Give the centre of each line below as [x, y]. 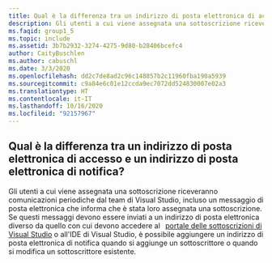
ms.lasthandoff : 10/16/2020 [56, 106]
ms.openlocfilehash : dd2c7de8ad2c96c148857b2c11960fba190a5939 [117, 76]
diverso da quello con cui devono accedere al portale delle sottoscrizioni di [135, 225]
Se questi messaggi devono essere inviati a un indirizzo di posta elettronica [134, 217]
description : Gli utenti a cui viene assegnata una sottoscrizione [125, 23]
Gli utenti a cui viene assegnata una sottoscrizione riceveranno [113, 191]
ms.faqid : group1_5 [41, 31]
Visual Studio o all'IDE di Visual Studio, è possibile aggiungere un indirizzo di [136, 234]
